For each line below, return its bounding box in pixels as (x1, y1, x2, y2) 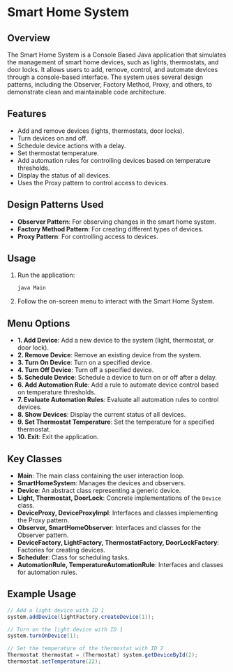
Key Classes (7, 452, 63, 465)
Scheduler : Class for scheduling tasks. (17, 553, 130, 562)
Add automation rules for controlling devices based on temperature (17, 156, 211, 164)
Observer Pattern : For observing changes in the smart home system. (17, 217, 217, 226)
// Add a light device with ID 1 (7, 606, 105, 614)
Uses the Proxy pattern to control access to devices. (17, 178, 169, 187)
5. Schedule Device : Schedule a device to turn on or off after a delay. (17, 373, 218, 382)
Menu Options (7, 317, 70, 329)
